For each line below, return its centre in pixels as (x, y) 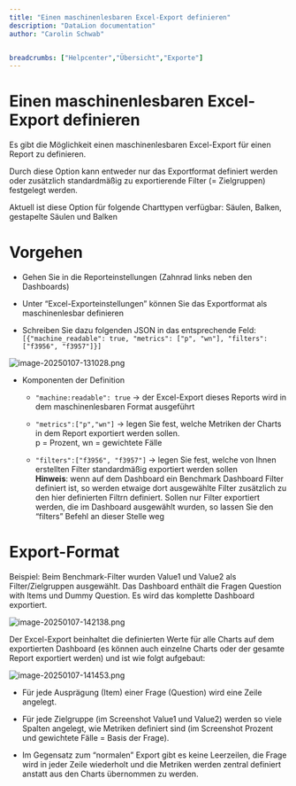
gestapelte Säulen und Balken (63, 217)
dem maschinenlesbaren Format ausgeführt (115, 407)
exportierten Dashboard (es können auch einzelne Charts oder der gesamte (147, 649)
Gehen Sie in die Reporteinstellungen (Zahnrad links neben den (137, 277)
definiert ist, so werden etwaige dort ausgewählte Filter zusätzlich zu (161, 488)
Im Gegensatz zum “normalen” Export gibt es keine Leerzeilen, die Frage (154, 755)
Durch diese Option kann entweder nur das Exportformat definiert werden (144, 171)
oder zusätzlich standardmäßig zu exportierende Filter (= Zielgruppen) (137, 181)
